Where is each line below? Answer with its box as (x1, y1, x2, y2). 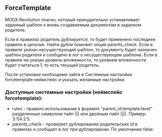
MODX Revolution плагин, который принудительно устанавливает (5, 16, 140, 22)
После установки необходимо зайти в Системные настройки (5, 71, 132, 77)
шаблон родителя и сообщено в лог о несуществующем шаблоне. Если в (5, 52, 158, 58)
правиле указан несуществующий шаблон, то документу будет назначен (5, 46, 157, 52)
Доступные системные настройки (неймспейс (5, 89, 123, 95)
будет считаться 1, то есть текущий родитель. (5, 62, 100, 68)
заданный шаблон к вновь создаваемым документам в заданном (5, 22, 142, 28)
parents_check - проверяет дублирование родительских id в (12, 121, 138, 127)
